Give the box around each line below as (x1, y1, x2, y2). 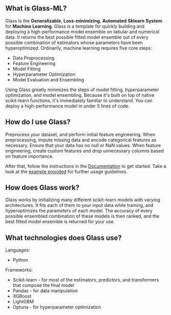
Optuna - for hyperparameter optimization (12, 304, 101, 310)
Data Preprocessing (12, 55, 55, 61)
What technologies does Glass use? (5, 233, 122, 242)
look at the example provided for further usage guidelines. (5, 169, 128, 175)
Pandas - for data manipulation (12, 288, 78, 294)
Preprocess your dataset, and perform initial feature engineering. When (5, 131, 156, 137)
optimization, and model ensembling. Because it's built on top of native (5, 92, 155, 98)
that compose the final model (12, 282, 75, 288)
